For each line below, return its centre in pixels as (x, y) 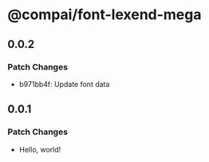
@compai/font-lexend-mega (104, 15)
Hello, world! (40, 149)
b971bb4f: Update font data (64, 84)
